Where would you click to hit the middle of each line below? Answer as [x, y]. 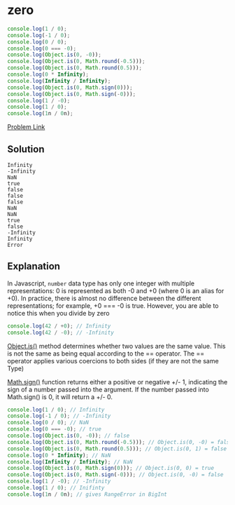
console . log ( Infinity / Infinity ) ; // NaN [70, 462]
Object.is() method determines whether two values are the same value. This [116, 346]
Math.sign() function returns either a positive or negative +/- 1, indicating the [117, 382]
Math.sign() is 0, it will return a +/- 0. [60, 397]
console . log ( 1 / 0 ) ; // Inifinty [56, 488]
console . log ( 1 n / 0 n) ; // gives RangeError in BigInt [87, 494]
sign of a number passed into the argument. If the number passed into [108, 389]
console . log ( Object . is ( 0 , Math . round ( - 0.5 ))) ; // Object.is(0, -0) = [111, 442]
